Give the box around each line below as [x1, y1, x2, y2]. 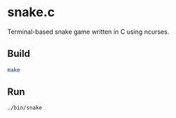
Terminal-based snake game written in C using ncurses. [7, 27, 170, 36]
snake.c [7, 4, 55, 20]
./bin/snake [7, 105, 42, 112]
